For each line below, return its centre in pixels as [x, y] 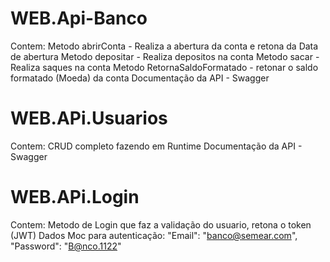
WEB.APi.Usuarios [89, 118]
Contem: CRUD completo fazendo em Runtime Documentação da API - [156, 146]
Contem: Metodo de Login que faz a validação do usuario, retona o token [161, 224]
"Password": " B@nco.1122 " [66, 246]
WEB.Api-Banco [79, 18]
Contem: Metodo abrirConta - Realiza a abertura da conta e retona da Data [164, 46]
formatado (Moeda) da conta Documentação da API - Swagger [140, 78]
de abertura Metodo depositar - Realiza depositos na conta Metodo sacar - [165, 56]
